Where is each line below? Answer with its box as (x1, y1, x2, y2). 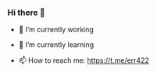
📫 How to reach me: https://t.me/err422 (18, 56, 149, 65)
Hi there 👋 (7, 7, 46, 18)
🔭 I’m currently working (18, 25, 95, 35)
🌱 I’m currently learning (18, 40, 95, 49)
